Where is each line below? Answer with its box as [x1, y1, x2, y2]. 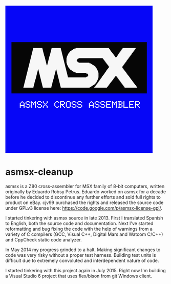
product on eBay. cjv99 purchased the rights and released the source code [5, 199, 164, 206]
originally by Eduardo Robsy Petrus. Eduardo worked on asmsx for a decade [5, 188, 166, 195]
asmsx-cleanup [5, 166, 73, 178]
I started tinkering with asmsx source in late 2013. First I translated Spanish [5, 215, 163, 221]
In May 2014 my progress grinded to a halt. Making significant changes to [5, 247, 161, 253]
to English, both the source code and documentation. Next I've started [5, 220, 154, 226]
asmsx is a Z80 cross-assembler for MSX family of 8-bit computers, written [5, 183, 165, 189]
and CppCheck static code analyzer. [5, 236, 82, 242]
